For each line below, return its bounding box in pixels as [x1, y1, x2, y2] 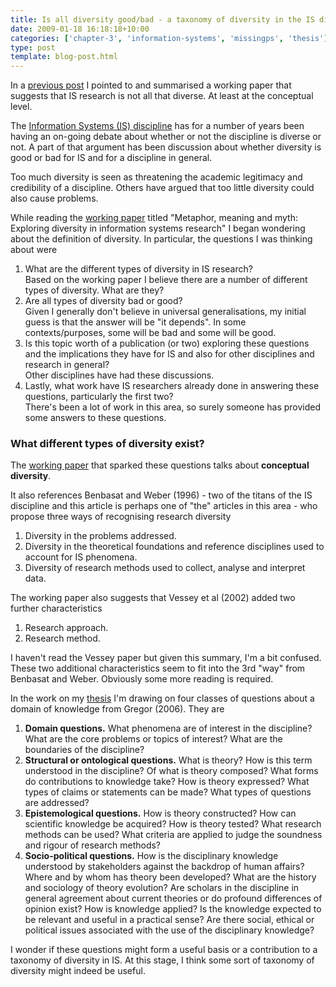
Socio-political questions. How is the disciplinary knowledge [24, 850, 279, 862]
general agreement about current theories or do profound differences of [24, 892, 323, 905]
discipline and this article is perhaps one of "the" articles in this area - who [10, 500, 318, 512]
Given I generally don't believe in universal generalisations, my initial [24, 306, 307, 318]
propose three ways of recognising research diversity [10, 511, 232, 523]
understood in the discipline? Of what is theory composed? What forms [24, 765, 319, 777]
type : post [10, 42, 56, 53]
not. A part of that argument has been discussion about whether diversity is [10, 141, 322, 153]
